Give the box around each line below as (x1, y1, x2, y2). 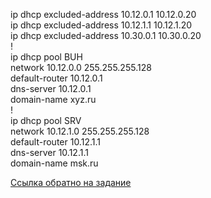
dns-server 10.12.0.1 (10, 83, 92, 94)
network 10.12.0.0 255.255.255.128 (10, 62, 152, 73)
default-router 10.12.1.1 (10, 136, 101, 148)
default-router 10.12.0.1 (10, 72, 103, 84)
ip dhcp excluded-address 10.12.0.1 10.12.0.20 (10, 9, 197, 20)
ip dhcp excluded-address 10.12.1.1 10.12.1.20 (10, 19, 193, 31)
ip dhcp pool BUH (10, 51, 83, 63)
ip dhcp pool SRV (10, 115, 82, 126)
